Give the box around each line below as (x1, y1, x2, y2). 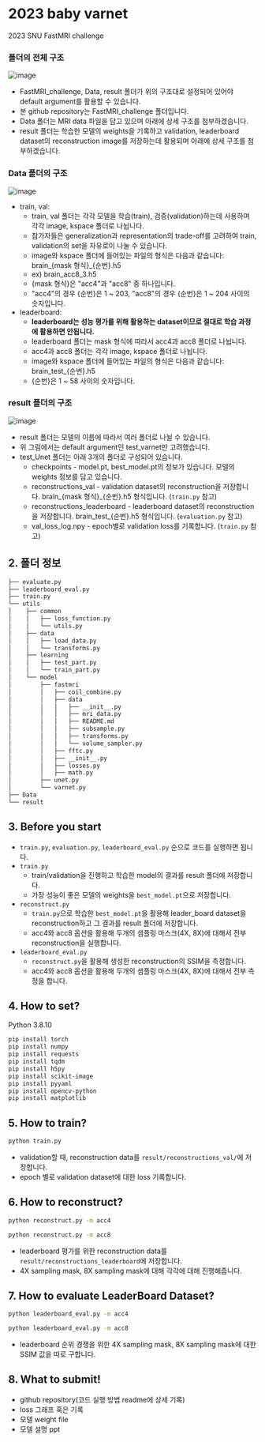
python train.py (8, 1137, 62, 1146)
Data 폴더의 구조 (8, 168, 68, 179)
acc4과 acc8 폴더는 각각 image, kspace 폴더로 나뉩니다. (31, 346, 208, 356)
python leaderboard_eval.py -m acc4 (8, 1310, 129, 1318)
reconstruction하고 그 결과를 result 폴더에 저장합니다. (31, 918, 199, 928)
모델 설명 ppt (19, 1424, 61, 1434)
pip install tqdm (8, 1058, 65, 1066)
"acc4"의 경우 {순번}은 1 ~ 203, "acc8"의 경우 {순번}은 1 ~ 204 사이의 (31, 288, 250, 298)
